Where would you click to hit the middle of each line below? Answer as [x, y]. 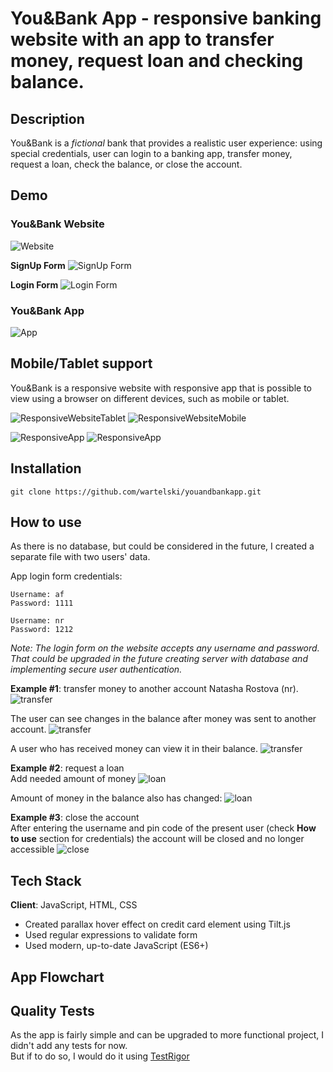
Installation [46, 468]
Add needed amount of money [73, 779]
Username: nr [37, 621]
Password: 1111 [42, 603]
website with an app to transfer [142, 39]
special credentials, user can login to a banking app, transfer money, [151, 153]
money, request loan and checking [157, 61]
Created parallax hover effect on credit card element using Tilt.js [157, 924]
